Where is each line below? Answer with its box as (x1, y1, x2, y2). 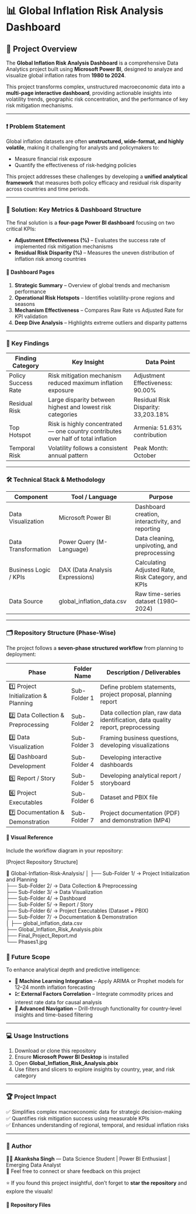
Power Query (58, 538, 95, 546)
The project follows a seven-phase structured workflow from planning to (6, 644, 184, 651)
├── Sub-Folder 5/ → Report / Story (6, 900, 93, 908)
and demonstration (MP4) (100, 817, 171, 825)
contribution (133, 431, 167, 439)
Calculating (135, 559, 166, 567)
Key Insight (72, 358, 104, 366)
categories (48, 410, 78, 419)
